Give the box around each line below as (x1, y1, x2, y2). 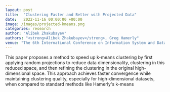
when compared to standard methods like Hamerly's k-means (5, 81, 134, 87)
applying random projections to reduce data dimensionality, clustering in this (5, 59, 165, 66)
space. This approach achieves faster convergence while (31, 70, 151, 76)
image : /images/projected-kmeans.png (5, 21, 85, 27)
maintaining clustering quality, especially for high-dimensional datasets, (5, 75, 155, 81)
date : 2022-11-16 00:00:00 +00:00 (5, 17, 82, 22)
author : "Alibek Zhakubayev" (5, 31, 67, 36)
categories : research (5, 26, 51, 31)
